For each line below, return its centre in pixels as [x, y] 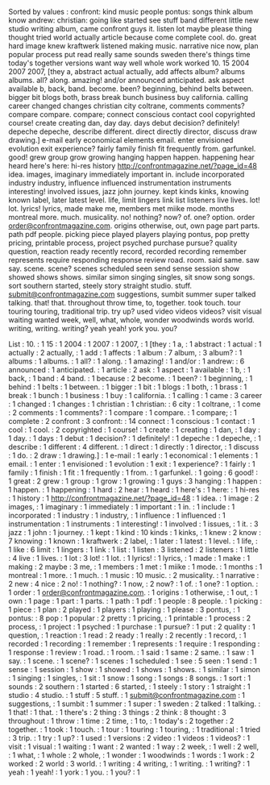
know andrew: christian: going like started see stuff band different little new [134, 20]
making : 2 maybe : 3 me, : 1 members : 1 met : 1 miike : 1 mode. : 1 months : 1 [135, 567]
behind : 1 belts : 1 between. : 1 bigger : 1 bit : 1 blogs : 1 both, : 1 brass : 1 [128, 387]
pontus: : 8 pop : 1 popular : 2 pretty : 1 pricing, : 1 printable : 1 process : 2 [130, 618]
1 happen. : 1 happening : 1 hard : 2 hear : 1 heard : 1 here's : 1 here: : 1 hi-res [134, 490]
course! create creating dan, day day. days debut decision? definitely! [124, 123]
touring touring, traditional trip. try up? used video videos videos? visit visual [135, 311]
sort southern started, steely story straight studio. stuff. [100, 286]
